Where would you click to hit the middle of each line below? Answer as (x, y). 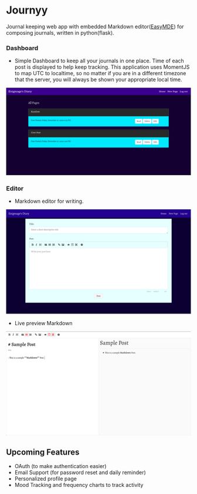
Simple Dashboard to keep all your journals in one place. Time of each (99, 61)
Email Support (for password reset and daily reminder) (80, 473)
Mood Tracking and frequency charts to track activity (79, 485)
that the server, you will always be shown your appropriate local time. (98, 79)
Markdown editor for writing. (49, 201)
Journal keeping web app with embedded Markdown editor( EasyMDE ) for (95, 26)
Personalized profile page (46, 479)
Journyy (27, 10)
